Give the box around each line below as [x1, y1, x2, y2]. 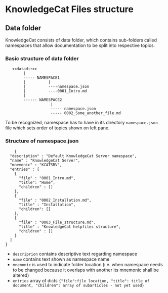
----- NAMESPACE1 [23, 75, 60, 80]
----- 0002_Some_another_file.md [50, 111, 121, 116]
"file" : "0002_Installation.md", [18, 198, 92, 203]
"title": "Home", [18, 180, 56, 185]
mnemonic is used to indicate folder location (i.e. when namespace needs [12, 261, 163, 267]
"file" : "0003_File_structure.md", [18, 220, 96, 225]
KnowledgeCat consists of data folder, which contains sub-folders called [5, 37, 157, 43]
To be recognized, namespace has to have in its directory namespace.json [5, 120, 158, 126]
